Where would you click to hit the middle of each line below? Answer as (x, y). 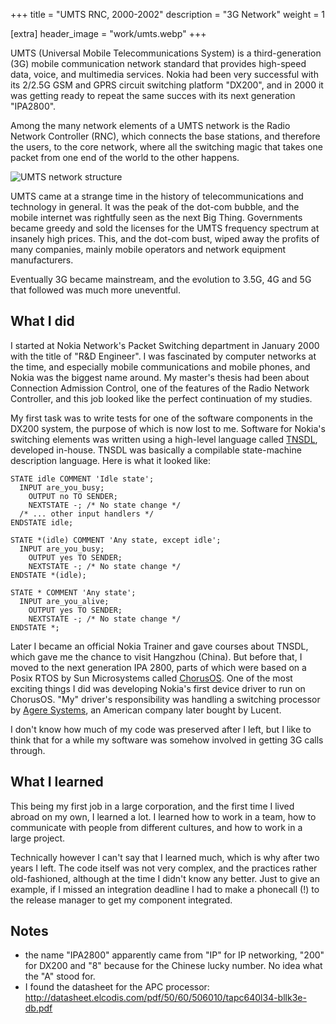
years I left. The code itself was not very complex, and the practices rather (164, 868)
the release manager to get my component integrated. (121, 900)
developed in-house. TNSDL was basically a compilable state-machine (156, 450)
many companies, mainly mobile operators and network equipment (148, 249)
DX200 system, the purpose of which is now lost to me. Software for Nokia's (168, 428)
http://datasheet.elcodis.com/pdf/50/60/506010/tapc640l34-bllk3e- (165, 998)
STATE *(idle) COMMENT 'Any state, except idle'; (116, 540)
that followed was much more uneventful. (95, 290)
